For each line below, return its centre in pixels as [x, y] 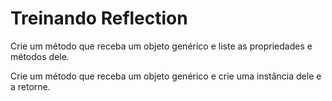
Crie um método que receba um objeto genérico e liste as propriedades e [161, 46]
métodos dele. [40, 56]
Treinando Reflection [99, 18]
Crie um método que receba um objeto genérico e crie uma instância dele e [166, 76]
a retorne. [30, 86]
